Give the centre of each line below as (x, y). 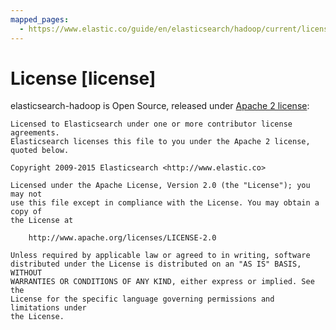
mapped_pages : (40, 19)
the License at (42, 221)
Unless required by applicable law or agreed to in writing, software (160, 256)
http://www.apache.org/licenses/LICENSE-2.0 (122, 238)
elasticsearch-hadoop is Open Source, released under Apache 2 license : (160, 106)
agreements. (35, 133)
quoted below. (40, 151)
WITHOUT (26, 273)
